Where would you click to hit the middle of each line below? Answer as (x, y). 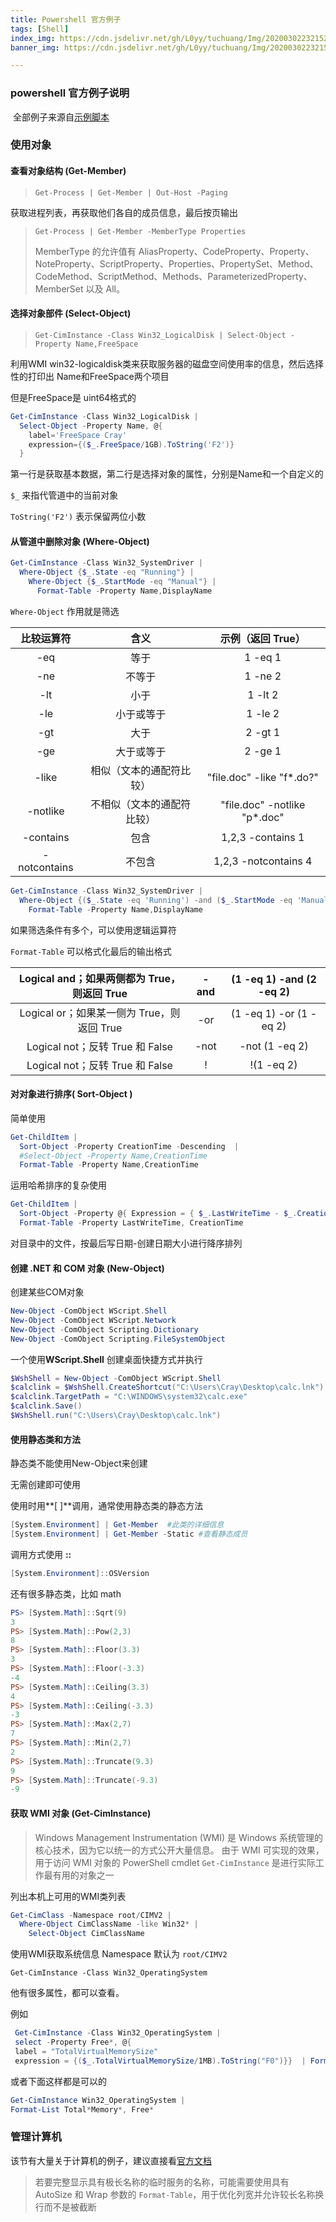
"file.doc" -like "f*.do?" (262, 777)
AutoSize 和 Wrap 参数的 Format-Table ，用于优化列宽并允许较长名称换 (179, 2194)
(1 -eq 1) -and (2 (274, 979)
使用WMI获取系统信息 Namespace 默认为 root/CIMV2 (119, 1954)
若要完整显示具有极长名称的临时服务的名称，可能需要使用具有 (162, 2182)
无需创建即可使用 (45, 1485)
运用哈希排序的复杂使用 (58, 1185)
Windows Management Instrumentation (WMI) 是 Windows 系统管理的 (178, 1837)
